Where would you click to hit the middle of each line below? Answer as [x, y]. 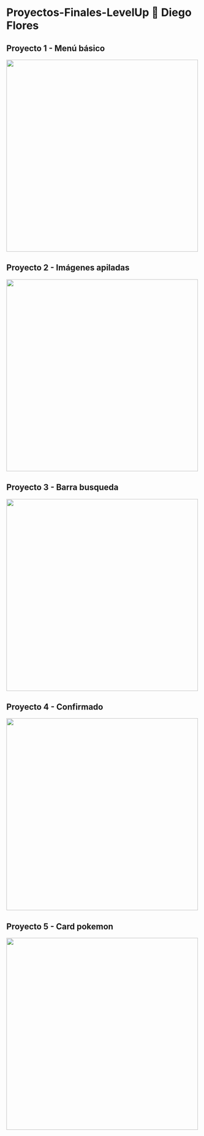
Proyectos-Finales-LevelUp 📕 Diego [99, 13]
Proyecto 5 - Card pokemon [60, 926]
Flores [23, 25]
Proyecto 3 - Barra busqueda [62, 488]
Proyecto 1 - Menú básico [56, 48]
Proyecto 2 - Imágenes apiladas [68, 268]
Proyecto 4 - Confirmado [55, 707]
